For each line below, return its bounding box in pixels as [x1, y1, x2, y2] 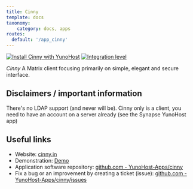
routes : [6, 31, 26, 37]
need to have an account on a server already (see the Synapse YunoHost [6, 110, 186, 118]
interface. [6, 71, 30, 78]
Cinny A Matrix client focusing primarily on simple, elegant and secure [6, 65, 179, 72]
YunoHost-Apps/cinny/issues [14, 176, 87, 183]
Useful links [6, 134, 52, 145]
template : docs [6, 14, 44, 20]
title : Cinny [6, 8, 39, 15]
